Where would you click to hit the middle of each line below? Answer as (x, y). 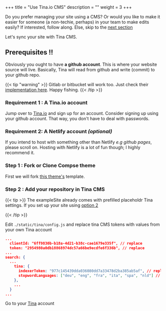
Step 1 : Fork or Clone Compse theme (50, 165)
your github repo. (23, 75)
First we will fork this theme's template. (45, 176)
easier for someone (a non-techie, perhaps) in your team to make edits (77, 22)
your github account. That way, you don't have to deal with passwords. (77, 119)
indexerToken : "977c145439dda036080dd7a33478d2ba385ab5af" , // (85, 271)
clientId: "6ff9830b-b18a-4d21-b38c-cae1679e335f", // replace (76, 243)
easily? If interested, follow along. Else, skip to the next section (69, 27)
